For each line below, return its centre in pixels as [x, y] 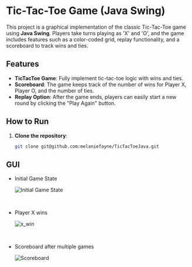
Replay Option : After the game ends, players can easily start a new [95, 97]
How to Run [28, 121]
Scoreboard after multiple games [54, 247]
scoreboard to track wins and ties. [47, 46]
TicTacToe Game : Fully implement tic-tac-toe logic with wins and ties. [99, 78]
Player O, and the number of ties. [54, 90]
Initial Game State [36, 179]
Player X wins [31, 213]
